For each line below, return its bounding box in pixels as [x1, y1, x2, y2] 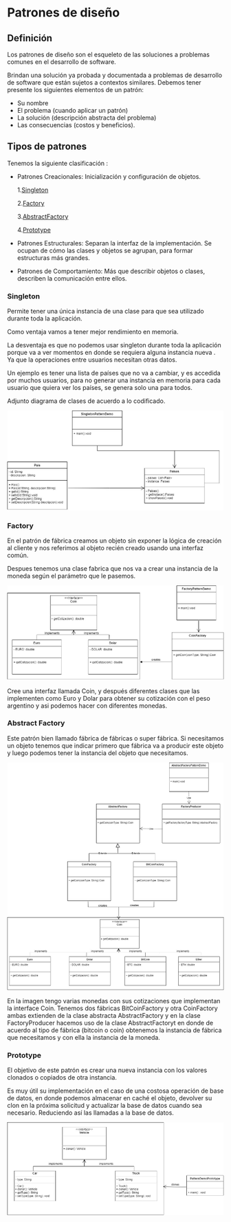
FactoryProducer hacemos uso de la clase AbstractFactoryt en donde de [7, 1019, 214, 1027]
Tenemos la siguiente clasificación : [7, 159, 109, 167]
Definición [7, 32, 53, 44]
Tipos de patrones [7, 141, 87, 153]
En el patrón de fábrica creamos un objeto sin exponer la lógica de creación [7, 536, 222, 545]
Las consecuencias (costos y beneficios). [16, 121, 135, 129]
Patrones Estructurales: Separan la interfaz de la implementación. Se [16, 239, 212, 247]
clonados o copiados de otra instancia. [7, 1073, 117, 1082]
